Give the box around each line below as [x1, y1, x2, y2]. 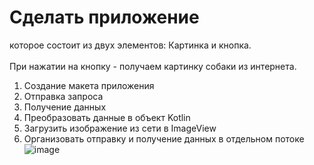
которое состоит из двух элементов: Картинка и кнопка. [9, 39, 252, 51]
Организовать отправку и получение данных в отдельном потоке [23, 132, 305, 145]
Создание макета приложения [23, 79, 155, 91]
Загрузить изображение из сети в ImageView [23, 122, 217, 134]
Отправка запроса [23, 90, 104, 102]
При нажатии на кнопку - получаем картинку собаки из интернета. [9, 60, 297, 72]
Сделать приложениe [9, 6, 200, 29]
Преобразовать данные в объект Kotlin [23, 111, 191, 123]
